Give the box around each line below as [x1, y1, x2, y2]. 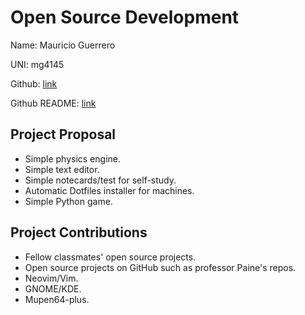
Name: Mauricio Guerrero [10, 39, 116, 51]
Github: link [10, 77, 58, 90]
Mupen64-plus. [24, 293, 90, 305]
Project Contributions [10, 224, 148, 241]
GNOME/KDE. [24, 282, 82, 295]
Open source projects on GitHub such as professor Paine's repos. [24, 261, 297, 273]
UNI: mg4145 [10, 58, 65, 70]
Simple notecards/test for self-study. [24, 174, 177, 186]
